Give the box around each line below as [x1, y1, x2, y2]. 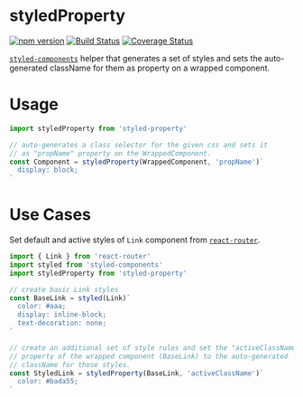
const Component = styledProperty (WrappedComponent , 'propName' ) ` [9, 157, 264, 166]
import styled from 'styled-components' [9, 260, 164, 269]
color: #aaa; [17, 302, 67, 311]
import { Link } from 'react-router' [9, 252, 151, 261]
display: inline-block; [17, 310, 106, 319]
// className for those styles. [9, 360, 131, 369]
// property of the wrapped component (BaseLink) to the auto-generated [9, 352, 289, 361]
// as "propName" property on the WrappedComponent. [9, 148, 212, 158]
